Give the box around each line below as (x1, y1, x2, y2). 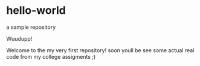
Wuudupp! (6, 35, 33, 42)
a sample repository (6, 23, 56, 31)
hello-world (6, 4, 66, 17)
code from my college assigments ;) (6, 53, 96, 60)
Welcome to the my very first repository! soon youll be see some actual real (6, 46, 195, 54)
